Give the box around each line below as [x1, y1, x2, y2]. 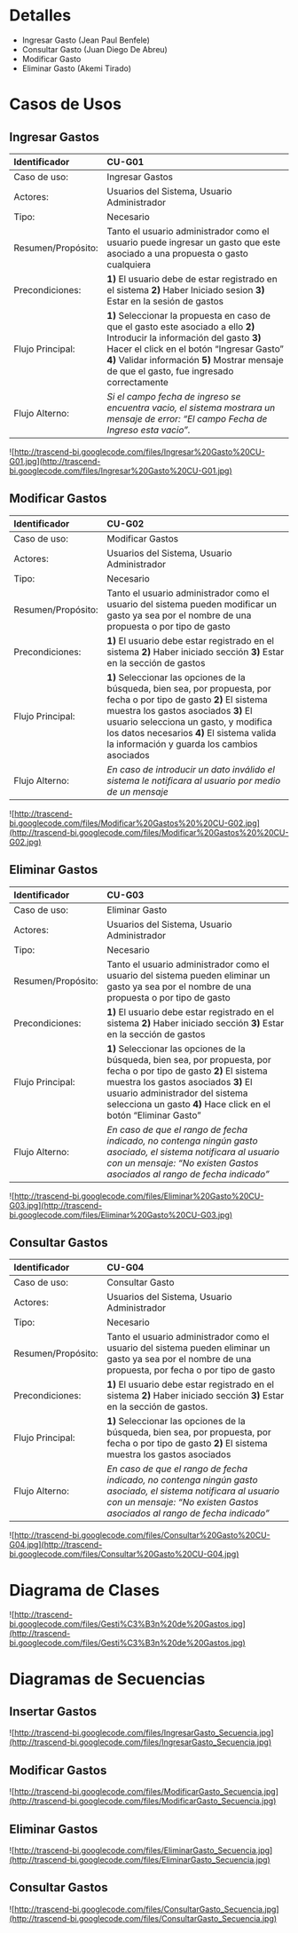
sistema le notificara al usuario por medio [106, 774, 281, 787]
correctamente [106, 376, 169, 388]
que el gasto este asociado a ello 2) [106, 321, 255, 333]
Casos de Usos [9, 94, 122, 115]
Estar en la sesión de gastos [106, 295, 224, 307]
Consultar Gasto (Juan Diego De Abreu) [21, 44, 169, 54]
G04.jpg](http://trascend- [9, 1540, 103, 1550]
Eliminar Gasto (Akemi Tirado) [21, 63, 131, 74]
